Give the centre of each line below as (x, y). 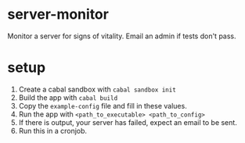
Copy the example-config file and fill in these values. (103, 105)
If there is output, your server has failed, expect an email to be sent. (128, 122)
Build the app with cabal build (68, 97)
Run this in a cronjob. (53, 130)
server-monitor (58, 14)
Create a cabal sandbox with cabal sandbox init (97, 89)
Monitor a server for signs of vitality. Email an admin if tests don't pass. (122, 36)
